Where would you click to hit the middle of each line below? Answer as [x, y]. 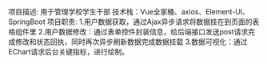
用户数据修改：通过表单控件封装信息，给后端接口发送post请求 [146, 32]
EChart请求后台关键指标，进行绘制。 [69, 52]
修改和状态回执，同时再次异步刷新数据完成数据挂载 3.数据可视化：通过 [131, 42]
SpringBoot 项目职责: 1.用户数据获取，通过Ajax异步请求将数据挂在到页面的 [130, 22]
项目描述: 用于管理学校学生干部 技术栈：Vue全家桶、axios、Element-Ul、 [129, 12]
